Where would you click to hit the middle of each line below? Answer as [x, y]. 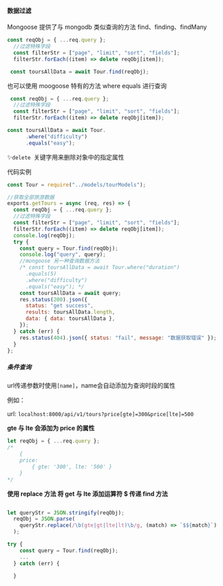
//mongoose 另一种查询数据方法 [60, 261]
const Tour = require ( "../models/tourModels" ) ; [77, 185]
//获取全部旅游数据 [31, 197]
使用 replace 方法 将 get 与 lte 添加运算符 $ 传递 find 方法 [88, 493]
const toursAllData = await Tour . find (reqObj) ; [79, 72]
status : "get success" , [60, 306]
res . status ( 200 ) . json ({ [54, 299]
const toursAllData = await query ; [71, 293]
